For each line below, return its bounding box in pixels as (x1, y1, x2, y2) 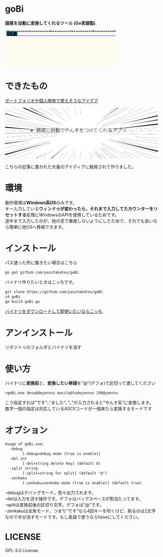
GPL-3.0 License (5, 548, 38, 554)
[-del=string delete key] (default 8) (22, 461, 101, 466)
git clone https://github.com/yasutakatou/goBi (5, 290, 103, 295)
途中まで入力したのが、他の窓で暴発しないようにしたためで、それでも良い (5, 218, 154, 223)
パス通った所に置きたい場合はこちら (5, 260, 78, 266)
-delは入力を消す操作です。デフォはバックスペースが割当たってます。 (5, 496, 143, 502)
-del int (9, 456, 27, 461)
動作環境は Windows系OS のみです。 (5, 200, 77, 205)
